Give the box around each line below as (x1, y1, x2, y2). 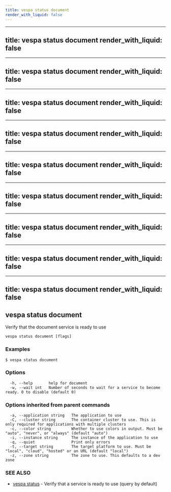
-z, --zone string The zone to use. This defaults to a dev (10, 453, 160, 458)
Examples (5, 346, 31, 353)
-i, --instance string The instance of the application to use (10, 435, 158, 441)
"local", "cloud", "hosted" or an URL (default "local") (5, 449, 129, 454)
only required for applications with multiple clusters (5, 422, 126, 427)
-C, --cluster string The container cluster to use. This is (10, 418, 156, 423)
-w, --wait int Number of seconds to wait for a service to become (10, 385, 160, 390)
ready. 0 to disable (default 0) (5, 390, 76, 395)
